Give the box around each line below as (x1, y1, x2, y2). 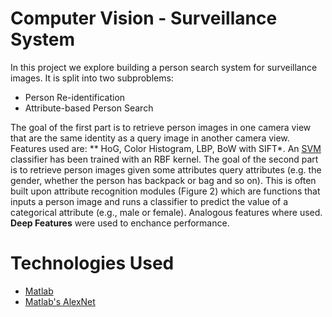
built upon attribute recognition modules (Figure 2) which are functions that (10, 185, 321, 197)
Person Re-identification (24, 91, 126, 103)
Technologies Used (10, 252, 175, 275)
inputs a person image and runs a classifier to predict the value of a (10, 195, 289, 207)
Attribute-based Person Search (24, 102, 154, 114)
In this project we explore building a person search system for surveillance (10, 61, 318, 73)
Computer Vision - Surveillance (10, 7, 278, 30)
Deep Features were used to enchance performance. (10, 217, 230, 229)
